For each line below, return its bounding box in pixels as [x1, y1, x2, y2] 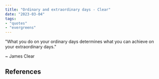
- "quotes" [5, 20, 27, 26]
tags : [5, 16, 16, 21]
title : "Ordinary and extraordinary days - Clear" [5, 7, 111, 12]
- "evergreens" [5, 25, 36, 30]
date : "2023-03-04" [5, 12, 45, 17]
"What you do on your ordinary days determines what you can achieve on [5, 39, 154, 44]
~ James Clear [5, 53, 35, 59]
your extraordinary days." [5, 44, 56, 50]
